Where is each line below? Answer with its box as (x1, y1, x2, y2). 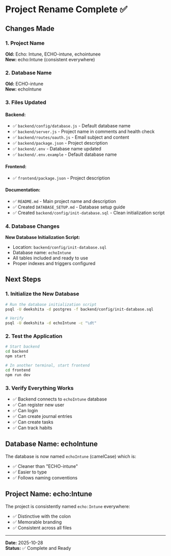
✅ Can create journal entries (12, 413, 72, 419)
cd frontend (5, 367, 31, 373)
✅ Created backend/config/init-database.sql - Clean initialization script (12, 209, 165, 216)
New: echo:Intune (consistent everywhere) (5, 56, 95, 62)
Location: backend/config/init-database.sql (12, 244, 107, 250)
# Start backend (5, 344, 40, 350)
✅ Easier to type (12, 469, 47, 475)
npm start (5, 354, 26, 359)
